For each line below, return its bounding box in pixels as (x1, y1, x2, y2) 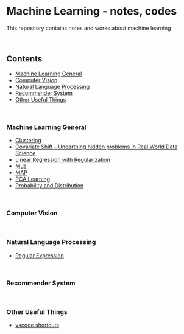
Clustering (15, 137, 41, 144)
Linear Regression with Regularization (15, 156, 111, 164)
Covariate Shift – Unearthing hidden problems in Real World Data (15, 143, 178, 150)
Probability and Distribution (15, 182, 84, 189)
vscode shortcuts (15, 321, 60, 329)
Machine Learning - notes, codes (6, 4, 177, 18)
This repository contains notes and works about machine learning (6, 24, 171, 32)
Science (15, 150, 36, 157)
